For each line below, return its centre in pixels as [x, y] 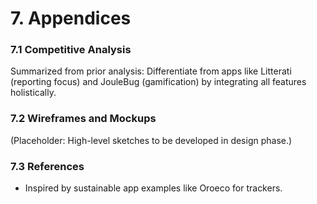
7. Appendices [71, 18]
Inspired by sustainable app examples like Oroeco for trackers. [153, 188]
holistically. [33, 93]
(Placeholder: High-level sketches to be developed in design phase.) [151, 140]
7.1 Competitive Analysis [71, 50]
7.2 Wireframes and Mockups [83, 119]
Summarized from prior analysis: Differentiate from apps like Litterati [151, 71]
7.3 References [47, 166]
